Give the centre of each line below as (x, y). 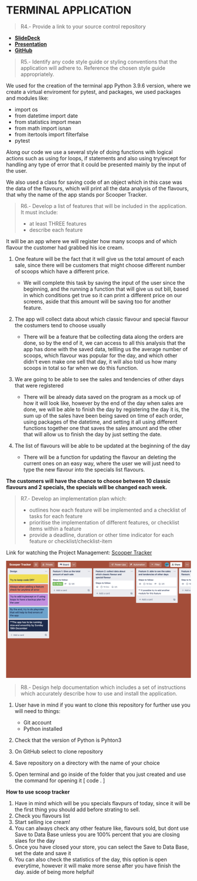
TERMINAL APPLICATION (69, 10)
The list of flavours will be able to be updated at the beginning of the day (102, 445)
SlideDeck (27, 38)
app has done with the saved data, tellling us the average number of (106, 349)
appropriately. (37, 74)
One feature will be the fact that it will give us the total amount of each (99, 258)
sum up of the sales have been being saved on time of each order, (103, 415)
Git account (37, 722)
